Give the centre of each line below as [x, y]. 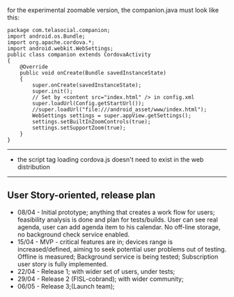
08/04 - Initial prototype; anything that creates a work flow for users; [116, 212]
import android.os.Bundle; [46, 36]
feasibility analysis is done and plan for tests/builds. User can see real [117, 220]
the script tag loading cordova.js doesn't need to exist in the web [110, 159]
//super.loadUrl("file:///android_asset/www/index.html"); [120, 109]
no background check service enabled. [73, 234]
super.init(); [53, 91]
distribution [34, 167]
